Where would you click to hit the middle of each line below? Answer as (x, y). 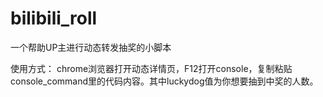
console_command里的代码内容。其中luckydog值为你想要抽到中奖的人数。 (164, 81)
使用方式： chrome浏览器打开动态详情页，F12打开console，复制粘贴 (151, 68)
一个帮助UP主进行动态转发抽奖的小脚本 (91, 47)
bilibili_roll (54, 18)
